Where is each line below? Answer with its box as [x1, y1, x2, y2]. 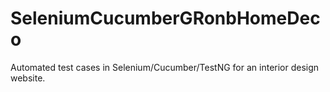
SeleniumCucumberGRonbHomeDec [10, 7, 321, 30]
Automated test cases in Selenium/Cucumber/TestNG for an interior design [10, 61, 320, 73]
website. [10, 72, 46, 84]
